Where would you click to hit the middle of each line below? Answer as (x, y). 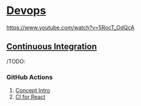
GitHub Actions (30, 77)
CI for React (30, 97)
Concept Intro (32, 90)
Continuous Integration (51, 47)
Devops (26, 11)
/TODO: (16, 61)
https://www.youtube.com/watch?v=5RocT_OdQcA (70, 27)
